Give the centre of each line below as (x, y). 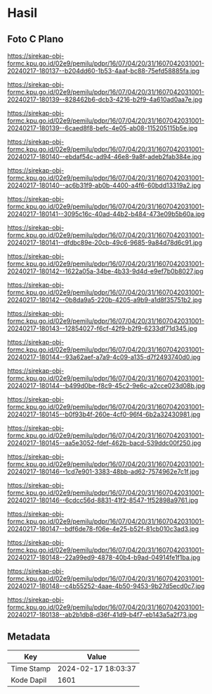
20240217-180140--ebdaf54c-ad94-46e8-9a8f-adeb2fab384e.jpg (105, 157)
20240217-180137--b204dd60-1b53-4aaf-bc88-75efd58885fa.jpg (104, 71)
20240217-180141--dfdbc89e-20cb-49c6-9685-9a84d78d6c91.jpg (105, 242)
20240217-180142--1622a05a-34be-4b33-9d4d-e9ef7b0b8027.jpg (105, 271)
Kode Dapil (29, 680)
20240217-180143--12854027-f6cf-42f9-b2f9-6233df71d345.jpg (102, 328)
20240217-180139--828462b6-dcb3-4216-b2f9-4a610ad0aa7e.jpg (105, 99)
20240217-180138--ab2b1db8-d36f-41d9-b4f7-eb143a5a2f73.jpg (102, 615)
